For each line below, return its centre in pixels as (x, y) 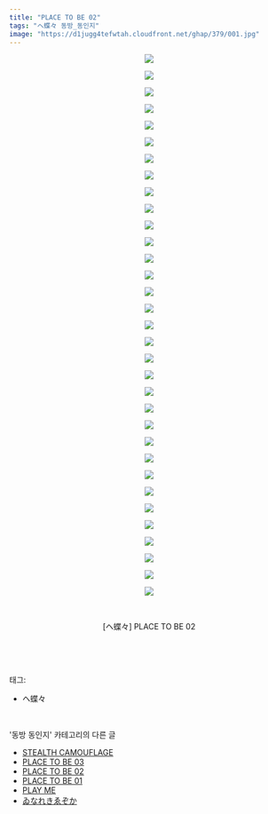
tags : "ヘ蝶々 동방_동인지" (54, 26)
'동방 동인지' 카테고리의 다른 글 (63, 735)
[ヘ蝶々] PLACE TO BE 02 (149, 627)
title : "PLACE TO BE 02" (55, 17)
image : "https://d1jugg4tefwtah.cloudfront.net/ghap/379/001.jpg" (134, 34)
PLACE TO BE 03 (53, 762)
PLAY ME (39, 790)
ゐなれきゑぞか (49, 801)
